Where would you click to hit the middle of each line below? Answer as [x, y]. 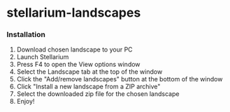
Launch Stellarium [43, 57]
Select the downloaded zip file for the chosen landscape [98, 94]
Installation [26, 35]
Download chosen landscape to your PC [75, 49]
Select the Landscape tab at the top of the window [89, 72]
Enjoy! [26, 102]
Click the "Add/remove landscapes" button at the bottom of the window [120, 79]
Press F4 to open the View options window [78, 65]
